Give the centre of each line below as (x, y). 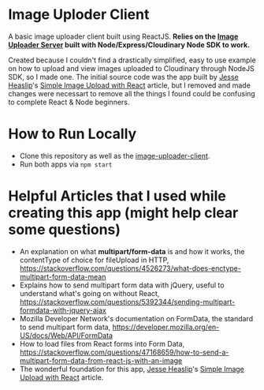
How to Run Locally (73, 134)
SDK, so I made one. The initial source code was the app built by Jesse (123, 77)
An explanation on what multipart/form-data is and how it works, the (132, 251)
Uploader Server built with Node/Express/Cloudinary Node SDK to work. (129, 44)
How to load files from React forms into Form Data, (102, 343)
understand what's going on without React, (89, 293)
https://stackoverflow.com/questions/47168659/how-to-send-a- (124, 352)
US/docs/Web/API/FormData (66, 335)
